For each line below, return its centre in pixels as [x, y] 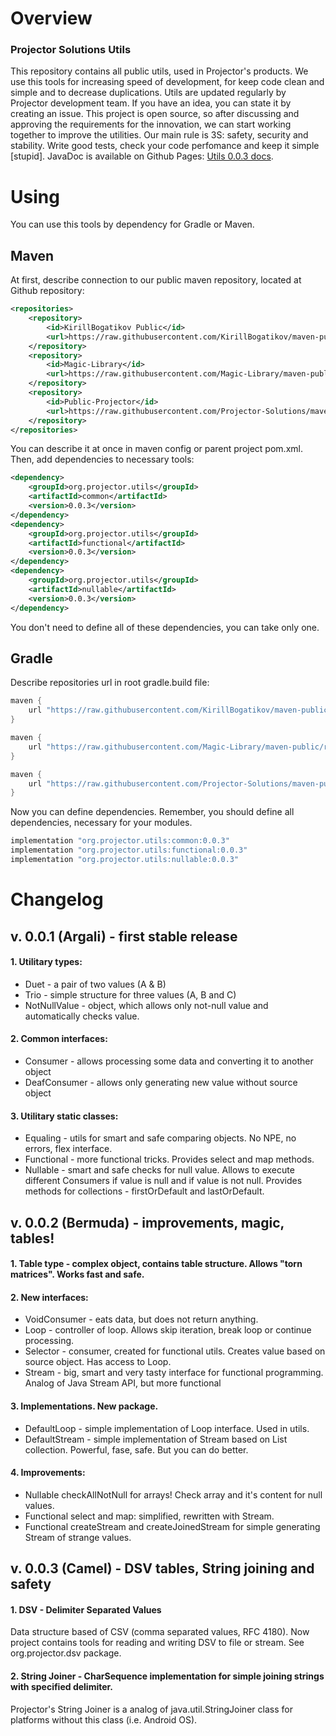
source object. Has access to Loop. [98, 1362]
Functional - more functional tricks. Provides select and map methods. [169, 1159]
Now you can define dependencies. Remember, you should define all [152, 812]
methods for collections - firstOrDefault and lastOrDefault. [144, 1191]
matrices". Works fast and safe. [77, 1274]
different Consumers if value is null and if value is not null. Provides [163, 1181]
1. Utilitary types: [46, 962]
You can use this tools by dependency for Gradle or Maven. [132, 224]
